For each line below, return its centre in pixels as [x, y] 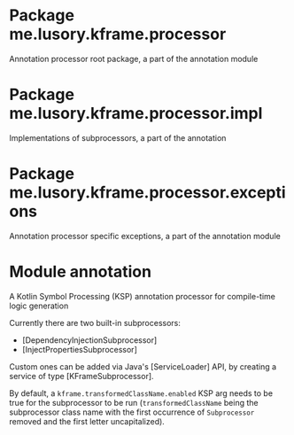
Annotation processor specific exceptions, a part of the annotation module [145, 236]
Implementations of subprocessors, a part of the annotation [118, 137]
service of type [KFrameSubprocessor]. [81, 376]
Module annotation [81, 272]
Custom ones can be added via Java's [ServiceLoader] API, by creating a [143, 366]
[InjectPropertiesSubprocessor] [79, 349]
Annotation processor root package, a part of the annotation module [134, 58]
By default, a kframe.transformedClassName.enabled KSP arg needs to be [141, 393]
